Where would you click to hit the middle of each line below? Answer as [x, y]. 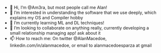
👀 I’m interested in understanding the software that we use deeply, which [83, 13]
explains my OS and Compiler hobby [46, 18]
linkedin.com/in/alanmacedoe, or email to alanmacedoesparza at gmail [81, 45]
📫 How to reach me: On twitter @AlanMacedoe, [58, 38]
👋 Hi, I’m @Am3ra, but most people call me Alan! [58, 7]
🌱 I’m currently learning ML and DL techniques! [57, 23]
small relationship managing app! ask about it [55, 33]
